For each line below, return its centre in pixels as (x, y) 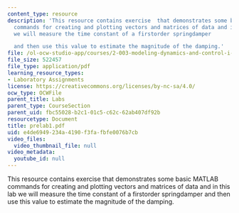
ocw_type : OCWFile (34, 93)
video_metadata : (31, 152)
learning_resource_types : (46, 73)
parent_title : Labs (36, 99)
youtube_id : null (39, 159)
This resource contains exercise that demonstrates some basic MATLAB (113, 179)
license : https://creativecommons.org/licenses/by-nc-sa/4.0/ (101, 86)
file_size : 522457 (34, 60)
